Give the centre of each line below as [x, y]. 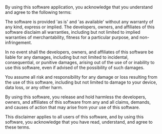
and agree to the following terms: [38, 12]
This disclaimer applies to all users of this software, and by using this [74, 117]
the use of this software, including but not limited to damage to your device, [81, 82]
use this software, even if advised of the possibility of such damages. [75, 67]
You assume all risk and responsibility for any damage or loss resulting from [81, 77]
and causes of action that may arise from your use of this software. [72, 107]
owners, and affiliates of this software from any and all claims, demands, [78, 102]
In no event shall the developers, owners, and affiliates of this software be [79, 52]
